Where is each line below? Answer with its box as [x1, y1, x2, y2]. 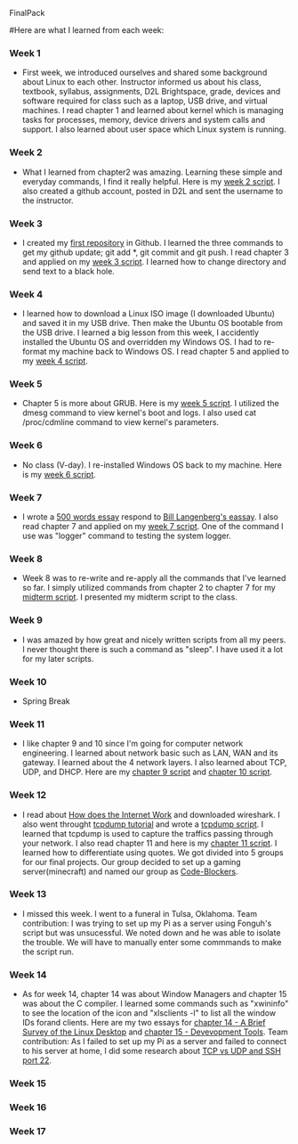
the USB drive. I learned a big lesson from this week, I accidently [21, 327, 260, 338]
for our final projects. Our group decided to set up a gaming [21, 856, 242, 867]
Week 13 [9, 888, 47, 901]
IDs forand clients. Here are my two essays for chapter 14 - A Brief [21, 1017, 266, 1028]
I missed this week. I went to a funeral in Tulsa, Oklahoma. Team [21, 908, 258, 919]
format [21, 347, 47, 357]
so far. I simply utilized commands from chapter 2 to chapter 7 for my [21, 583, 276, 593]
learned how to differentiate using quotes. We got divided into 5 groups [21, 846, 284, 858]
